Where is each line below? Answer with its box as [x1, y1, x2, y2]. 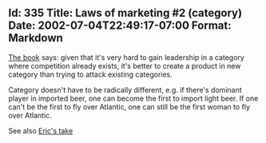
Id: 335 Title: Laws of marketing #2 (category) [8, 6, 242, 20]
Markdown [8, 31, 64, 45]
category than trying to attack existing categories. [8, 70, 173, 79]
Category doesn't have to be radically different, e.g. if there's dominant [8, 85, 242, 94]
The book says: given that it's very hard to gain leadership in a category [8, 52, 245, 62]
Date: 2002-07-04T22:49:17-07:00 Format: [8, 19, 232, 33]
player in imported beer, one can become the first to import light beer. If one [8, 93, 259, 103]
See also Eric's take [8, 125, 73, 135]
